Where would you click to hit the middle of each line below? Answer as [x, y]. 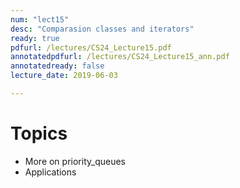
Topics [39, 133]
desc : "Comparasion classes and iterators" [102, 29]
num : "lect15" [40, 19]
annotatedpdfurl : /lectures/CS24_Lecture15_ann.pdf [120, 57]
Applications [50, 172]
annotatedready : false [57, 66]
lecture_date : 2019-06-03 [64, 76]
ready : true [35, 38]
